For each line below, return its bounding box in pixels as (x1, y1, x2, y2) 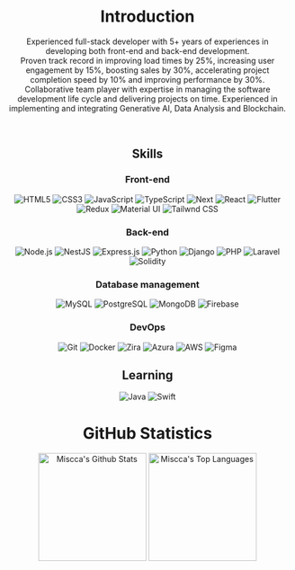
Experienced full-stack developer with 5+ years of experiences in (26, 36, 269, 47)
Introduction (100, 6, 195, 27)
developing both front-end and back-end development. (45, 45, 250, 56)
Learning (121, 367, 174, 383)
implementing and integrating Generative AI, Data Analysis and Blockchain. (8, 102, 287, 113)
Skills (131, 147, 164, 162)
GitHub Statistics (82, 423, 213, 443)
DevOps (130, 321, 165, 334)
